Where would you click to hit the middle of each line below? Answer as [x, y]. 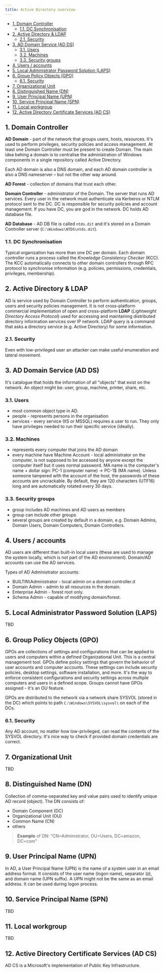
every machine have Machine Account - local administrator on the [79, 455]
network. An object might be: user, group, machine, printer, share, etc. [76, 387]
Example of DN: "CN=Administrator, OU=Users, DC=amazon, [79, 836]
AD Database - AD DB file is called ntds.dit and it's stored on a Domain [78, 224]
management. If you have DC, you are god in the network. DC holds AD [77, 209]
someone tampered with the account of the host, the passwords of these [86, 476]
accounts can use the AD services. [40, 563]
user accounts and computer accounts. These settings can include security [81, 667]
